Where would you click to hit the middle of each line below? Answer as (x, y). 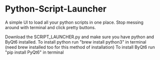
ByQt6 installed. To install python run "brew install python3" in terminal (76, 42)
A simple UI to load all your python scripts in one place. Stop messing (74, 22)
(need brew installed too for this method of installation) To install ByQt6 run (80, 47)
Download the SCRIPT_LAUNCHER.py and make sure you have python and (80, 37)
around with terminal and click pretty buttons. (50, 27)
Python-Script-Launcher (56, 9)
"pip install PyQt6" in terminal (34, 52)
